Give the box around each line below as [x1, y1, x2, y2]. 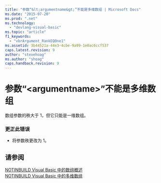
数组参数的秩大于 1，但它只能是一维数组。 [5, 112, 88, 119]
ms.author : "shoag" [5, 57, 44, 61]
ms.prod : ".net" [5, 16, 38, 21]
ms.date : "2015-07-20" [5, 12, 51, 16]
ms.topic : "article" [5, 30, 47, 34]
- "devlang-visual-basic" [9, 25, 62, 30]
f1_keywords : [5, 34, 31, 39]
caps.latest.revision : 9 [5, 47, 55, 52]
